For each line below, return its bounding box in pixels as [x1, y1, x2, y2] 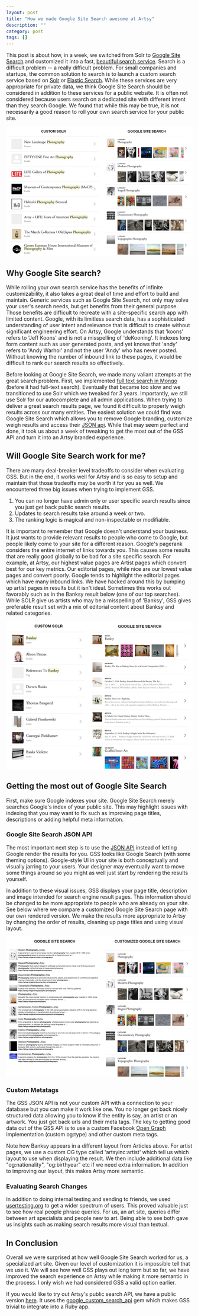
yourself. [6, 875, 28, 883]
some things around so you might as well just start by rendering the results [6, 869, 188, 876]
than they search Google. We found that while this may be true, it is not [6, 102, 179, 109]
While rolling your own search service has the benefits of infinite [6, 284, 163, 291]
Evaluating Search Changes [6, 1183, 87, 1191]
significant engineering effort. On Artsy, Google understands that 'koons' [6, 328, 184, 335]
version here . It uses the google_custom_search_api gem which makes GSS [6, 1297, 190, 1304]
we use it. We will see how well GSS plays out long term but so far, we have [6, 1266, 190, 1274]
